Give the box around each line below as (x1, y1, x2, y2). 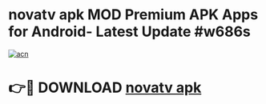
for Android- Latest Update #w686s (8, 22, 251, 41)
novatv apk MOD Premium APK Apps (8, 6, 259, 24)
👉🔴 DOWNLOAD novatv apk (8, 78, 202, 97)
